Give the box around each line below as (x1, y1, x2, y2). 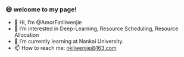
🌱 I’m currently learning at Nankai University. (14, 38, 124, 45)
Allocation (14, 31, 39, 39)
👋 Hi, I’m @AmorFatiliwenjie (14, 19, 82, 26)
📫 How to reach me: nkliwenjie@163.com (14, 45, 117, 52)
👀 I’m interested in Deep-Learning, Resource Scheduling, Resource (14, 25, 179, 32)
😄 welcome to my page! (5, 5, 77, 14)
